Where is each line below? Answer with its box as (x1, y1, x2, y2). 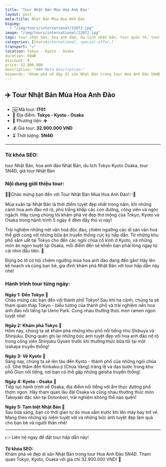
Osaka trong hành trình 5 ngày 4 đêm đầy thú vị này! (5, 217, 112, 223)
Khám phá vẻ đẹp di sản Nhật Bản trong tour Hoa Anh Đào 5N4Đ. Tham (5, 451, 151, 457)
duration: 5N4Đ (5, 53, 37, 58)
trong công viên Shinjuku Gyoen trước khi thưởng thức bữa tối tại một (5, 338, 146, 344)
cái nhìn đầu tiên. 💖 (5, 248, 44, 254)
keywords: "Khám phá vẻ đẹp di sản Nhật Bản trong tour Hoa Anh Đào (5, 72, 149, 77)
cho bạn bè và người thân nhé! (5, 419, 68, 425)
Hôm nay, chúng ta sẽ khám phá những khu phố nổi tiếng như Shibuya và (5, 328, 155, 334)
